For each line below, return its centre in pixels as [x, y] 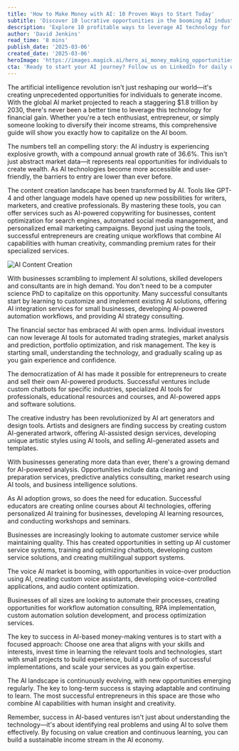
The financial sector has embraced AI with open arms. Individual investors [116, 330]
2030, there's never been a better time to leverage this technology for [110, 110]
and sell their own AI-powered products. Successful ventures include [109, 381]
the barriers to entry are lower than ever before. [103, 176]
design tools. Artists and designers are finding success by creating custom [117, 425]
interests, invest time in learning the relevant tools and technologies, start [115, 651]
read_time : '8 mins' [38, 41]
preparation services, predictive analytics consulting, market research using [119, 476]
